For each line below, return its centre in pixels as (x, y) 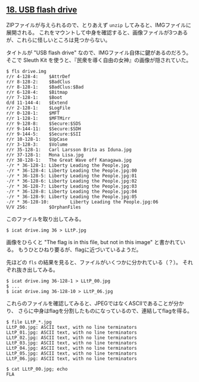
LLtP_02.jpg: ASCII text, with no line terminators (71, 338)
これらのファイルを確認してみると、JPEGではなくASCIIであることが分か (95, 303)
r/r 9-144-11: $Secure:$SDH (44, 129)
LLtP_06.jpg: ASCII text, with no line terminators (71, 358)
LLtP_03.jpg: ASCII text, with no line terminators (71, 343)
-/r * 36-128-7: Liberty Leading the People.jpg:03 (71, 186)
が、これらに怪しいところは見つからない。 (58, 40)
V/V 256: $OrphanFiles (44, 207)
